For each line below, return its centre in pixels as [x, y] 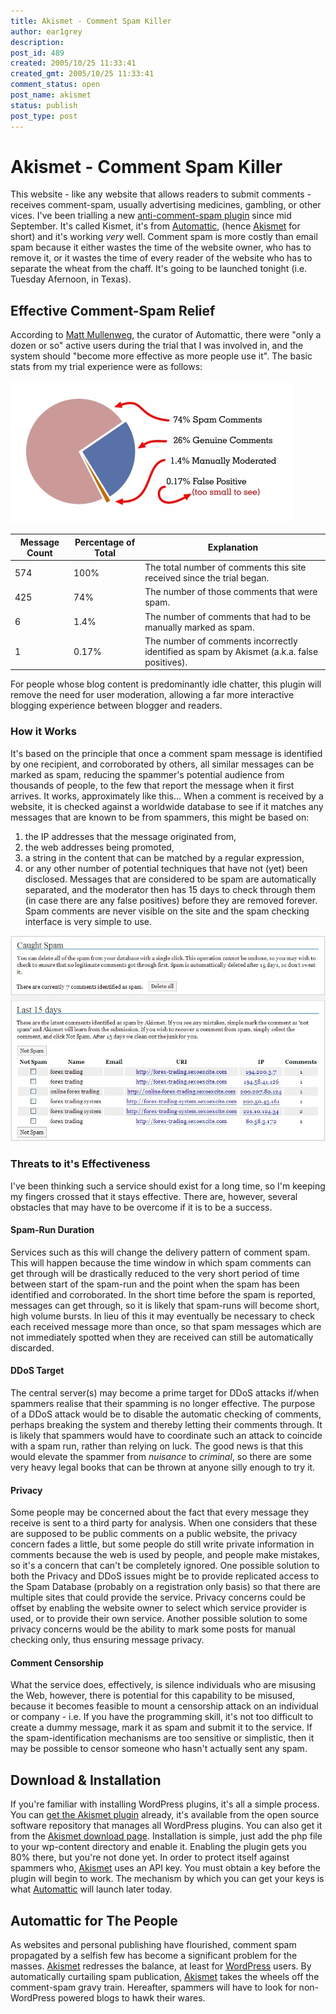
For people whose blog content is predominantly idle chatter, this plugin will [166, 684]
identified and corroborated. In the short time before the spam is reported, [163, 1294]
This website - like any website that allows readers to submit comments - [161, 194]
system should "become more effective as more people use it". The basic [161, 356]
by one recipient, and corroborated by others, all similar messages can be [162, 764]
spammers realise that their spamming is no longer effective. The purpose [163, 1403]
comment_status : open [55, 85]
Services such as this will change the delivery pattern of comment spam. [160, 1252]
